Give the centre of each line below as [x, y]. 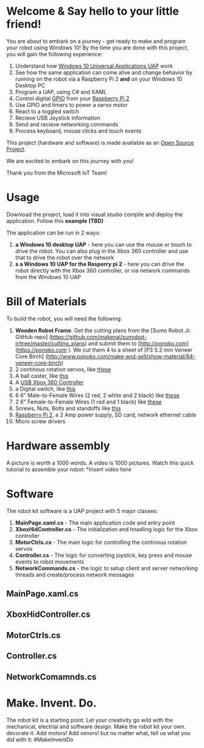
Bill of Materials [47, 302]
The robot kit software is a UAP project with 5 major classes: [82, 510]
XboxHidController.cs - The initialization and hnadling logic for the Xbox [106, 529]
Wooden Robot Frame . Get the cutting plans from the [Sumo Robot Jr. [103, 330]
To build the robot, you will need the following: [64, 318]
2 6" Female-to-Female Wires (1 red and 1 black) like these [88, 402]
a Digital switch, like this [45, 388]
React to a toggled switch [47, 111]
